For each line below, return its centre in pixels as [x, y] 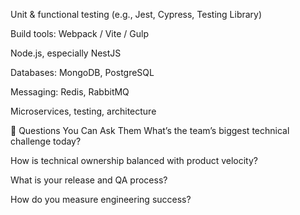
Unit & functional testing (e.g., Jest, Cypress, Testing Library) [136, 14]
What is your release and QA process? [89, 180]
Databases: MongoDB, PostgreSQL [82, 72]
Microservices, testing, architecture [83, 111]
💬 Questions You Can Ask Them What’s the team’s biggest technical [150, 130]
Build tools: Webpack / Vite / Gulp [79, 33]
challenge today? [46, 141]
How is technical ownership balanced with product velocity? [134, 160]
